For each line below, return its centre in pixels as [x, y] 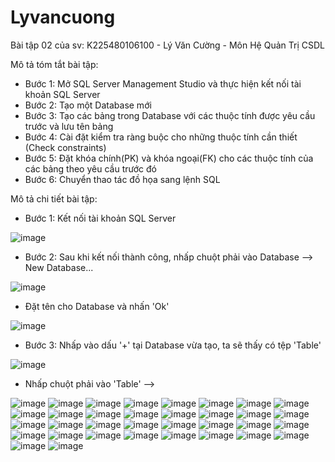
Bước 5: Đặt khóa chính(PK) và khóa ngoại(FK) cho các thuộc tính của [169, 158]
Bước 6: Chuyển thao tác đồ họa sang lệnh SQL [122, 179]
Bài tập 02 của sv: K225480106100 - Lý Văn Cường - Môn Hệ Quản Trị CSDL [167, 45]
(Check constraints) [65, 147]
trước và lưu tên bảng [69, 126]
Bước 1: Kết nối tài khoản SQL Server [100, 218]
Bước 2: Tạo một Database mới [88, 105]
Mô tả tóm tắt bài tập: [54, 64]
